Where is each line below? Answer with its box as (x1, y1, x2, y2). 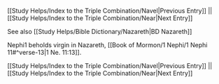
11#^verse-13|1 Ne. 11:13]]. (7, 49, 82, 56)
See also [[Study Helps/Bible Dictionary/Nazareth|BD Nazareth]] (7, 28, 192, 35)
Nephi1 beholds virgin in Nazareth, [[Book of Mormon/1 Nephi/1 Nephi (7, 41, 208, 49)
